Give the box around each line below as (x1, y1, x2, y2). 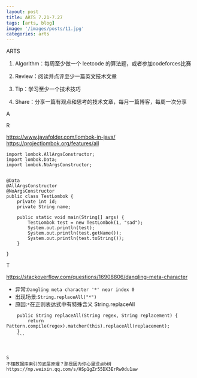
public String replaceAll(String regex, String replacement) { (17, 313, 178, 319)
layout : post (6, 8, 39, 15)
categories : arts (6, 31, 50, 37)
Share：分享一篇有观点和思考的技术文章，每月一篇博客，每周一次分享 (14, 98, 187, 106)
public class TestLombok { (6, 193, 74, 200)
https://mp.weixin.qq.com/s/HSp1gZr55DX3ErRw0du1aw (6, 367, 138, 373)
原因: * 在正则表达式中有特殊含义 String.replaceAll (14, 301, 135, 308)
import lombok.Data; (6, 157, 58, 163)
